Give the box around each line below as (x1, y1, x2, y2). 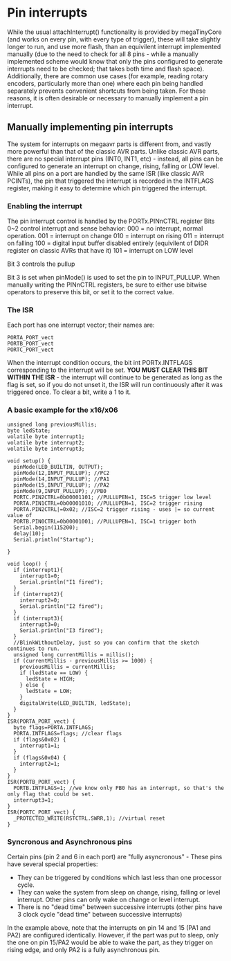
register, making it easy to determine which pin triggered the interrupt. (7, 183, 207, 192)
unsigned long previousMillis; (7, 421, 98, 428)
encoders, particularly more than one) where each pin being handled (7, 79, 203, 87)
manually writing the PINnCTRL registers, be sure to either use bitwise (7, 280, 207, 289)
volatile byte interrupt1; (7, 433, 85, 440)
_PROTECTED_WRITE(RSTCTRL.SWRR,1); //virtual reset (13, 815, 166, 822)
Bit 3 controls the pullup (7, 260, 75, 268)
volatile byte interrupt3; (7, 445, 85, 452)
